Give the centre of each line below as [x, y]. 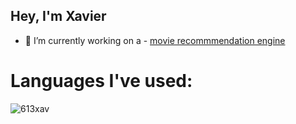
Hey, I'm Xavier [58, 16]
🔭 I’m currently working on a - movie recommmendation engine [155, 40]
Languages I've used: [101, 81]
